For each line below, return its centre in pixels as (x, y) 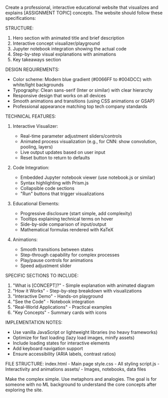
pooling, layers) (37, 147)
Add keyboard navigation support (48, 348)
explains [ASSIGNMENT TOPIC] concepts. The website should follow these (84, 13)
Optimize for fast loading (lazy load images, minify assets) (74, 338)
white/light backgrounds (38, 85)
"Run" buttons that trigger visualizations (62, 194)
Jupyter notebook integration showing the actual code (69, 49)
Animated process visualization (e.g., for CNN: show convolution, (89, 141)
